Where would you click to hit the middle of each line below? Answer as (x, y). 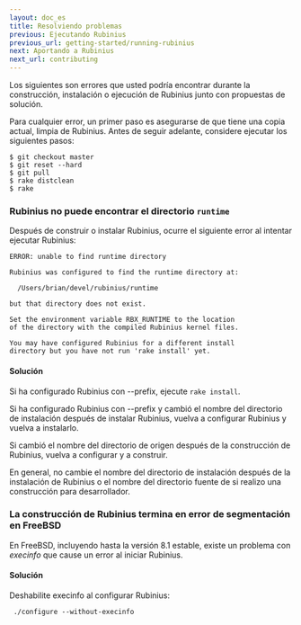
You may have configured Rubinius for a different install (122, 344)
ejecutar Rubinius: (43, 240)
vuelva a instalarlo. (44, 427)
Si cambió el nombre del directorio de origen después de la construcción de (150, 445)
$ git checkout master (52, 157)
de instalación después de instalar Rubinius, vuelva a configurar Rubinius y (148, 418)
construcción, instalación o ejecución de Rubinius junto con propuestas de (147, 94)
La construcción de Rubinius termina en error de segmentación (150, 514)
